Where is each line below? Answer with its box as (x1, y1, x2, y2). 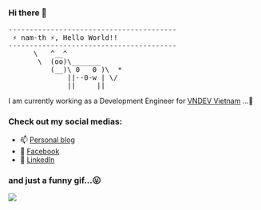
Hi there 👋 (8, 7, 48, 18)
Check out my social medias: (8, 116, 123, 127)
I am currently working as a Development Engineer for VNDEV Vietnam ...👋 (8, 96, 254, 106)
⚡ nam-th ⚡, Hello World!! (12, 34, 118, 42)
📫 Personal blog (19, 135, 76, 145)
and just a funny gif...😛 (8, 175, 101, 186)
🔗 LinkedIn (19, 155, 55, 164)
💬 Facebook (19, 146, 60, 156)
